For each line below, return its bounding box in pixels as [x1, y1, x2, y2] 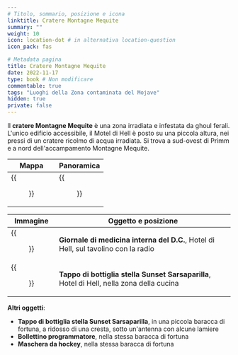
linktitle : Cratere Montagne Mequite [7, 17, 119, 24]
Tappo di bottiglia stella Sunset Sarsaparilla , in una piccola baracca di [17, 318, 225, 325]
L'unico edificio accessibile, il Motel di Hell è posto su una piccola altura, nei [7, 129, 229, 137]
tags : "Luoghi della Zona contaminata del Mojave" [7, 89, 160, 96]
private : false [7, 102, 52, 110]
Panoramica [59, 161, 101, 170]
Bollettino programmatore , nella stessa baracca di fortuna [17, 332, 189, 340]
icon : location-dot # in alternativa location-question [7, 37, 176, 44]
